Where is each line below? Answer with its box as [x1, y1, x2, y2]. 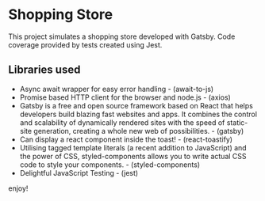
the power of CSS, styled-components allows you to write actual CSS [19, 151, 248, 161]
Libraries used [8, 63, 81, 77]
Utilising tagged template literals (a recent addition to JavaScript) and [19, 142, 248, 152]
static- [226, 117, 248, 127]
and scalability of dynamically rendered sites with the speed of [19, 117, 225, 127]
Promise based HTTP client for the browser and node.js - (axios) [19, 93, 232, 102]
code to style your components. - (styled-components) [19, 160, 201, 169]
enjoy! [8, 184, 29, 193]
